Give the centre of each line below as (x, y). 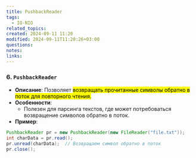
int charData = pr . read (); (40, 138)
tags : (13, 17)
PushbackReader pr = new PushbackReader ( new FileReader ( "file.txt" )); (96, 132)
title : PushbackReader (34, 12)
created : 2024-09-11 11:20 (40, 34)
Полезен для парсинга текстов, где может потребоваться (97, 109)
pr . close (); (21, 149)
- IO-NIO (22, 23)
